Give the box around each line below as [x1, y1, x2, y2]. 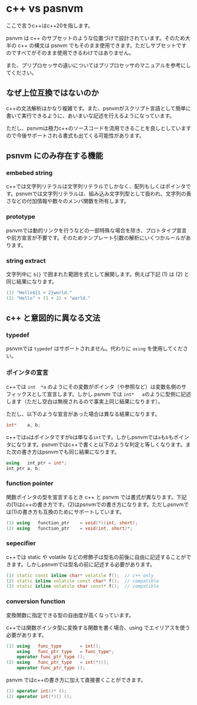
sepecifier [6, 539, 36, 547]
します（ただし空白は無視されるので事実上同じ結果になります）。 [6, 398, 163, 405]
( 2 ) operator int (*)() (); [6, 693, 72, 699]
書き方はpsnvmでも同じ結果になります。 [21, 448, 120, 455]
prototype [6, 212, 35, 221]
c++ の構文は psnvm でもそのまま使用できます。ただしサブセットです [17, 42, 187, 49]
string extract [6, 257, 46, 265]
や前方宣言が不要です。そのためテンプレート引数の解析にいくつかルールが [6, 234, 186, 241]
